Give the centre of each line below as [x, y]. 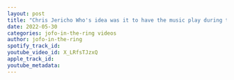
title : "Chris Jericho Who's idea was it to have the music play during [115, 20]
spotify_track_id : [34, 46]
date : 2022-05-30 [32, 26]
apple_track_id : [31, 59]
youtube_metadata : [34, 65]
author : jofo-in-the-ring [45, 40]
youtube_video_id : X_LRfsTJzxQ [53, 53]
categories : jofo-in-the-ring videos [62, 33]
